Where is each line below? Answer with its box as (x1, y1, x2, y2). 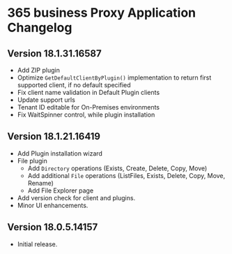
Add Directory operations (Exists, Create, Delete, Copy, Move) (27, 164, 208, 172)
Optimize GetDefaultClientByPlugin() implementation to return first (17, 73, 212, 82)
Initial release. (17, 239, 58, 248)
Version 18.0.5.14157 (7, 221, 98, 233)
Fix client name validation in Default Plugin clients (17, 89, 160, 96)
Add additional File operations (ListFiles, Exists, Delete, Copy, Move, (27, 171, 226, 179)
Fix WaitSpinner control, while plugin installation (17, 110, 155, 119)
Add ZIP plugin (17, 66, 61, 74)
